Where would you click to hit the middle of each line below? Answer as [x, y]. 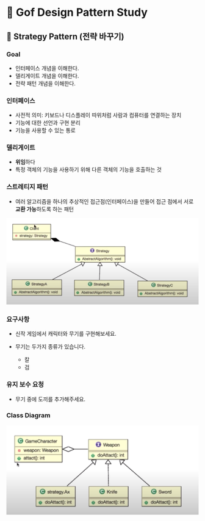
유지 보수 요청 [25, 385]
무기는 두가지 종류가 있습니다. [50, 347]
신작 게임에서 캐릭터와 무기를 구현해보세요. [66, 334]
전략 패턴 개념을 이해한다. [45, 83]
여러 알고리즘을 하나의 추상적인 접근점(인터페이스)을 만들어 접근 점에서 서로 [104, 201]
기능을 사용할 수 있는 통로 [45, 130]
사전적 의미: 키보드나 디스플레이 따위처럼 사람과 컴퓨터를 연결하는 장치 [98, 115]
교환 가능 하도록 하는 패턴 [45, 209]
